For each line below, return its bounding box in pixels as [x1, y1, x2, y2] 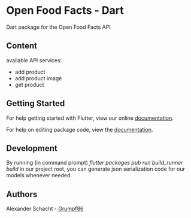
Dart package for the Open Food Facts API [6, 23, 111, 31]
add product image [14, 74, 62, 81]
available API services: [6, 56, 62, 63]
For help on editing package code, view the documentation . [6, 126, 153, 133]
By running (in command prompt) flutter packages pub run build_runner [6, 159, 184, 166]
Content [6, 41, 38, 51]
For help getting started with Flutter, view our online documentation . [6, 114, 174, 122]
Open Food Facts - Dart [6, 4, 124, 17]
